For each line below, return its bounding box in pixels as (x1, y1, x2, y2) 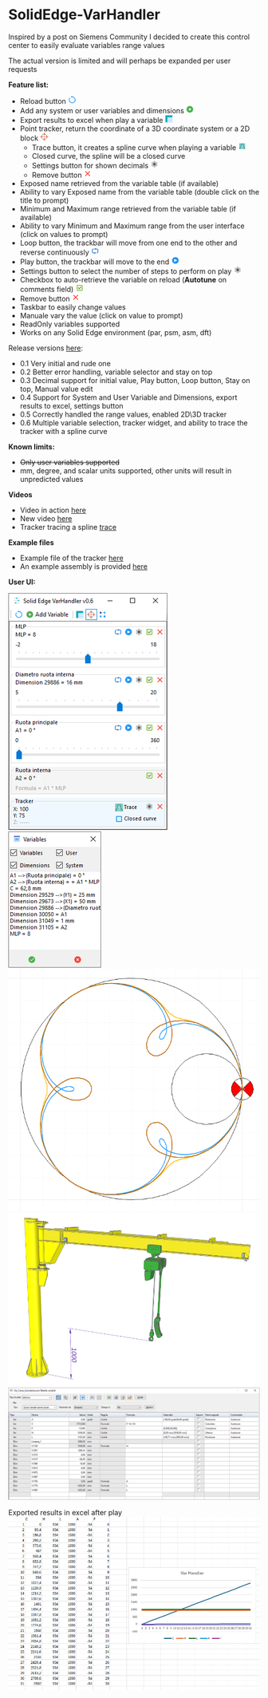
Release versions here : (8, 343, 84, 353)
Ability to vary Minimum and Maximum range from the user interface (19, 221, 245, 231)
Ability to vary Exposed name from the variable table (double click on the (19, 187, 260, 196)
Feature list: (8, 80, 49, 89)
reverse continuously (19, 247, 89, 257)
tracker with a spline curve (19, 426, 108, 436)
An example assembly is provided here (19, 561, 148, 571)
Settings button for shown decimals (31, 160, 149, 170)
